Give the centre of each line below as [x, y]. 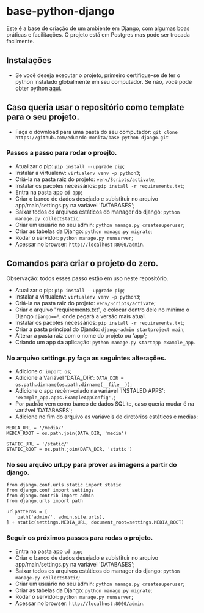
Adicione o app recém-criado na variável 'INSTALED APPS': [90, 390]
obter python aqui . [38, 88]
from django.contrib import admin [50, 496]
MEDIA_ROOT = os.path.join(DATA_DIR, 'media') [67, 433]
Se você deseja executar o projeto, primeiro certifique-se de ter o [98, 75]
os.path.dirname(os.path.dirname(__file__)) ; [74, 384]
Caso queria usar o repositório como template [95, 107]
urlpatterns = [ [27, 512]
